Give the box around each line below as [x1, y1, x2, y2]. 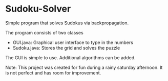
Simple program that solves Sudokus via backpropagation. [5, 20, 129, 26]
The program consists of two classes [5, 29, 83, 35]
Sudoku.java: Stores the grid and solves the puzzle [12, 45, 120, 51]
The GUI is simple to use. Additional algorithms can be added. [5, 54, 136, 61]
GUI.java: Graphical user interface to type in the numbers [12, 39, 133, 46]
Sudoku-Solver [5, 3, 71, 15]
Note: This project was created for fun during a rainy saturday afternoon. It [5, 64, 163, 70]
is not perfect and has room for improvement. [5, 69, 101, 76]
